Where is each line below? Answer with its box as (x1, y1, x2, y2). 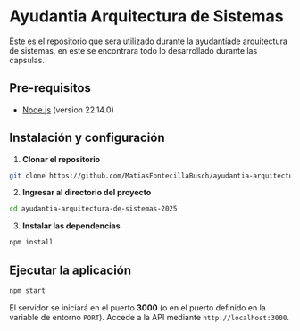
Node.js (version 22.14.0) (21, 104, 114, 115)
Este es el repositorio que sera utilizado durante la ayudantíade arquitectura (9, 36, 288, 46)
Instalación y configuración (9, 130, 165, 145)
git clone (9, 171, 46, 180)
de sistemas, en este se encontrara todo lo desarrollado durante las (9, 45, 258, 55)
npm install (9, 238, 54, 247)
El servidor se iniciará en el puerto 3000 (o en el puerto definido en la (9, 302, 266, 313)
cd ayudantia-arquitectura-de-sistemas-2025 (9, 204, 178, 213)
